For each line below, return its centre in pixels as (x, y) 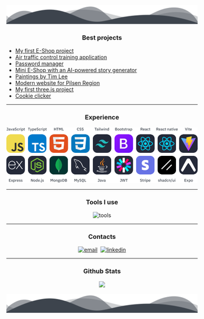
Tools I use (102, 202)
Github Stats (102, 271)
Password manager (39, 64)
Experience (102, 118)
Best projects (102, 38)
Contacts (102, 237)
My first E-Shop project (44, 51)
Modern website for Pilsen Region (57, 83)
